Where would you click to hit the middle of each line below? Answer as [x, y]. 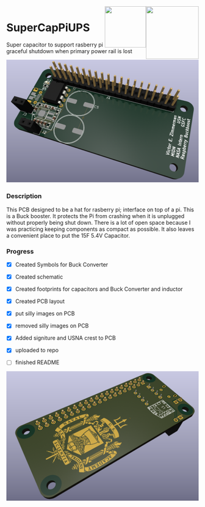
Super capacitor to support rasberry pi [55, 45]
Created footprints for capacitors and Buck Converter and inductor [99, 289]
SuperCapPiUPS [48, 28]
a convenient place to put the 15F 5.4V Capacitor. [68, 235]
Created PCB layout [40, 301]
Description [24, 196]
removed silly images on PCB [52, 326]
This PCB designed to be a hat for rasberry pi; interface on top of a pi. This [100, 210]
